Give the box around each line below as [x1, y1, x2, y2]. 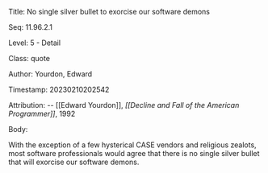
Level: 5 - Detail [8, 38, 61, 47]
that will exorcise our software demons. [8, 157, 140, 167]
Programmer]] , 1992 [8, 109, 76, 118]
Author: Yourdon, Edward [8, 69, 93, 79]
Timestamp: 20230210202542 [8, 84, 110, 94]
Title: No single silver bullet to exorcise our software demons [8, 7, 210, 16]
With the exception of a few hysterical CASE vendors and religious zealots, [8, 140, 257, 150]
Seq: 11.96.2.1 [8, 23, 52, 31]
